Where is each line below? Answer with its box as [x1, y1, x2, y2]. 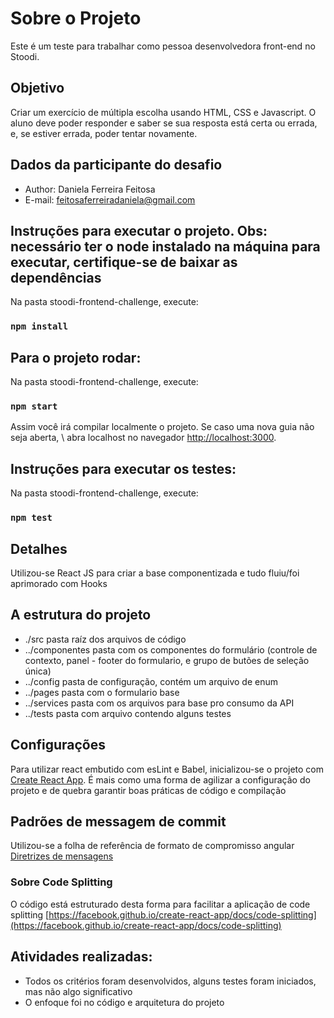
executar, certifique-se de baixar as [10, 253, 238, 271]
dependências [10, 269, 102, 286]
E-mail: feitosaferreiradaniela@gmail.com [24, 193, 196, 206]
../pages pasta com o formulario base [24, 686, 180, 698]
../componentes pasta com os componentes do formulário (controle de [24, 643, 318, 656]
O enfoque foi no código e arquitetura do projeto [24, 996, 225, 1008]
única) [24, 665, 52, 677]
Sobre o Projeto [10, 7, 142, 30]
